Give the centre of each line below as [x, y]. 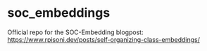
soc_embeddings [59, 13]
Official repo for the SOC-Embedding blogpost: [75, 32]
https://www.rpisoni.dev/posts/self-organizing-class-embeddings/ [104, 39]
